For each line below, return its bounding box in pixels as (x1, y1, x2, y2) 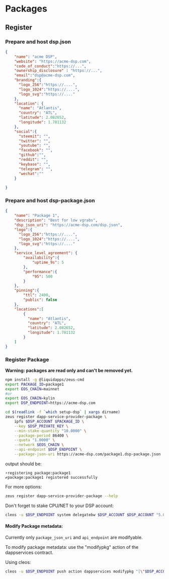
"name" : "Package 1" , (14, 213, 59, 218)
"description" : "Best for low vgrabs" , (14, 218, 98, 223)
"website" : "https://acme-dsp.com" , (14, 59, 92, 64)
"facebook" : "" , (18, 148, 53, 153)
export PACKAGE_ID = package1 (5, 382, 64, 387)
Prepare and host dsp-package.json (5, 197, 95, 204)
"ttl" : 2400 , (23, 293, 51, 298)
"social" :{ (14, 129, 37, 134)
